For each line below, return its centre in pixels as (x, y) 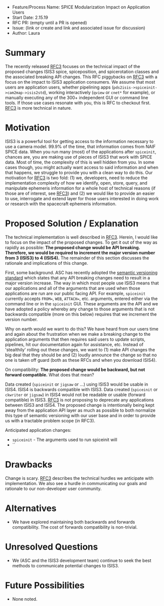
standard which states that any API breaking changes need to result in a (78, 278)
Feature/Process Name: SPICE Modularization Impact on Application (81, 7)
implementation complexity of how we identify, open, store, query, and (76, 183)
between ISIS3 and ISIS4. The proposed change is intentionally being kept (80, 405)
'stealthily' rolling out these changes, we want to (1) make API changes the (80, 350)
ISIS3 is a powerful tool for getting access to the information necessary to (79, 141)
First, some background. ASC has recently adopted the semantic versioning (81, 272)
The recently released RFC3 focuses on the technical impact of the (73, 66)
